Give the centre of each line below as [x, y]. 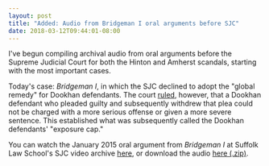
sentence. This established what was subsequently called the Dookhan [126, 121]
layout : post [30, 16]
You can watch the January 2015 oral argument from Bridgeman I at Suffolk [134, 145]
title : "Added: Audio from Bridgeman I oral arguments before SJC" [124, 23]
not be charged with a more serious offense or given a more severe [120, 112]
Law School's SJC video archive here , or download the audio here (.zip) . [128, 153]
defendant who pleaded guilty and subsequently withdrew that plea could [131, 104]
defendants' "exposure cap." [56, 129]
